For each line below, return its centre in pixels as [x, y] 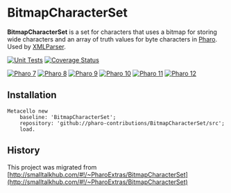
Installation [32, 95]
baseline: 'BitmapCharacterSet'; [68, 117]
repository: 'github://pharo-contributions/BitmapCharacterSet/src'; [122, 123]
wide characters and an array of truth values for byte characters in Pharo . [112, 39]
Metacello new [28, 111]
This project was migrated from [52, 167]
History [24, 150]
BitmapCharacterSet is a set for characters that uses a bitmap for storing [112, 32]
